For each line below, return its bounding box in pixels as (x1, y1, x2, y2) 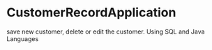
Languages (6, 34, 39, 42)
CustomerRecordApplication (6, 5, 176, 21)
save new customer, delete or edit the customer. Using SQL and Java (6, 27, 205, 36)
